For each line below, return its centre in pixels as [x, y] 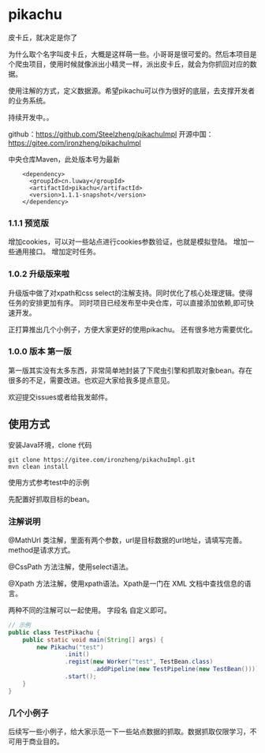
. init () [77, 654]
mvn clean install [38, 466]
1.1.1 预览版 [29, 223]
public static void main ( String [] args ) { [93, 640]
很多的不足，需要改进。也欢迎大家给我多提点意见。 [91, 380]
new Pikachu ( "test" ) [70, 647]
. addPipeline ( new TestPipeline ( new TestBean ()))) [176, 669]
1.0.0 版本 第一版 [40, 351]
